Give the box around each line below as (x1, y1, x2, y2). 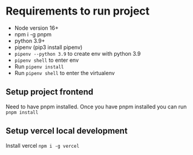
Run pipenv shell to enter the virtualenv (14, 69, 116, 76)
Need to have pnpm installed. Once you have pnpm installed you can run (5, 103, 187, 110)
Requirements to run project (5, 4, 150, 18)
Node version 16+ (14, 24, 59, 31)
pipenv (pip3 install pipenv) (14, 44, 83, 51)
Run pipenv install (14, 62, 64, 70)
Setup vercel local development (5, 126, 128, 136)
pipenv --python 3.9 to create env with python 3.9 (14, 50, 141, 57)
